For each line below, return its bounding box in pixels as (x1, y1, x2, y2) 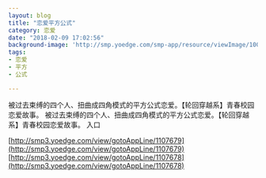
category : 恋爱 (8, 26, 56, 34)
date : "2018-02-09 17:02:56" (8, 33, 104, 42)
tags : (8, 48, 26, 56)
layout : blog (8, 11, 51, 20)
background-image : (8, 41, 69, 49)
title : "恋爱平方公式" (8, 19, 76, 27)
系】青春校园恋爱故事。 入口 (8, 119, 101, 129)
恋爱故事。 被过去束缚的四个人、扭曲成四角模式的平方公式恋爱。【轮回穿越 (8, 110, 249, 119)
